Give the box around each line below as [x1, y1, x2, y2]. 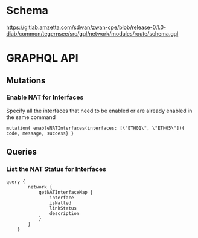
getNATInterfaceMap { [38, 189, 94, 195]
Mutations [6, 75, 46, 85]
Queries [6, 147, 37, 157]
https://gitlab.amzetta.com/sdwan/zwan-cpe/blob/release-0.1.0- [6, 24, 167, 31]
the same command [6, 113, 56, 121]
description [49, 210, 80, 216]
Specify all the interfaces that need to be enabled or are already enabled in [6, 107, 193, 114]
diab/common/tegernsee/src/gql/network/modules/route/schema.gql [6, 30, 179, 37]
